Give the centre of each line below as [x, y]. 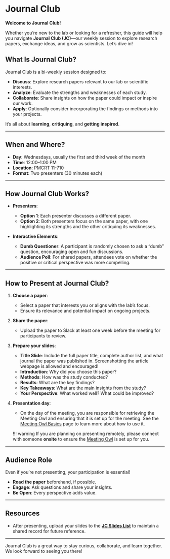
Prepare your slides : [34, 346]
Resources [23, 514]
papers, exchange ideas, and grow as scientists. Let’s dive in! [69, 43]
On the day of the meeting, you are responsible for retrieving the [87, 413]
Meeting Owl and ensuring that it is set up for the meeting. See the [89, 418]
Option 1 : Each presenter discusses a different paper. [76, 216]
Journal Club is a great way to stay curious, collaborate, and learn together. [84, 546]
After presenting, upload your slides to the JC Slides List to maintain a [86, 525]
